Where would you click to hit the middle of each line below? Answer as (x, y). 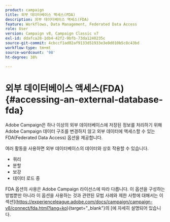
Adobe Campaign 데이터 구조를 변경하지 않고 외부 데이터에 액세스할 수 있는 (80, 131)
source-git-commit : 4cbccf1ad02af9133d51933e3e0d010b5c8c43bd (72, 43)
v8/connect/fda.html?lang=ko (36, 208)
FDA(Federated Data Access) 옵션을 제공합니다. (54, 138)
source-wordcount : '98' (30, 52)
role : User (17, 29)
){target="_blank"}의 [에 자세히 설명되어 (107, 208)
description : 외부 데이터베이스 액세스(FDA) (47, 19)
